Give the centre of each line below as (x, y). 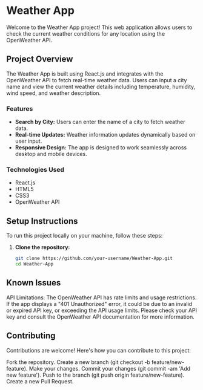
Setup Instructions (42, 221)
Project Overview (40, 59)
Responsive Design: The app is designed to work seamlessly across (101, 148)
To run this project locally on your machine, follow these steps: (85, 236)
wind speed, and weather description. (54, 93)
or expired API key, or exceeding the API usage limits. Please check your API (101, 310)
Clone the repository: (42, 247)
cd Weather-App (34, 264)
